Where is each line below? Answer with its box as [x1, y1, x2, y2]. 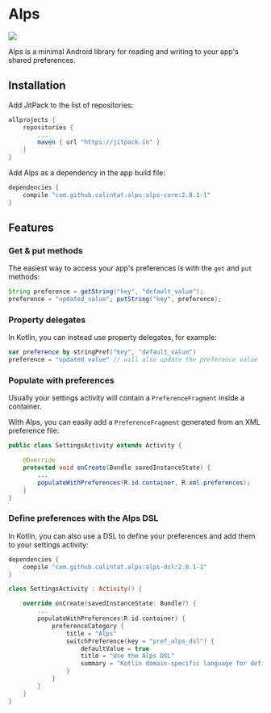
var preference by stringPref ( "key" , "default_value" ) [8, 348, 197, 356]
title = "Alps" [65, 629, 117, 638]
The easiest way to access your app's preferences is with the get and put [8, 263, 252, 273]
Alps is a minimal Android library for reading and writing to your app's [8, 46, 240, 57]
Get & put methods [8, 245, 83, 256]
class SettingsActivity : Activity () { [8, 585, 143, 593]
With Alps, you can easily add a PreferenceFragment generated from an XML [8, 417, 261, 427]
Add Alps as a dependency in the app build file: [8, 168, 165, 178]
